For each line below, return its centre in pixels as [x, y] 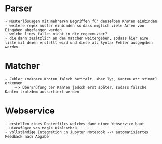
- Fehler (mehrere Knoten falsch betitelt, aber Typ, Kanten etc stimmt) [81, 79]
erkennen [14, 83]
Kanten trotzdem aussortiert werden [42, 92]
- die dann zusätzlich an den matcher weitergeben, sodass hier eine [77, 38]
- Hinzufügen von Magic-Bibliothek [41, 128]
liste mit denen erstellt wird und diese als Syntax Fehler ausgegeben [79, 42]
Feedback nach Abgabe [27, 136]
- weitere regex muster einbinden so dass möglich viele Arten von [75, 25]
